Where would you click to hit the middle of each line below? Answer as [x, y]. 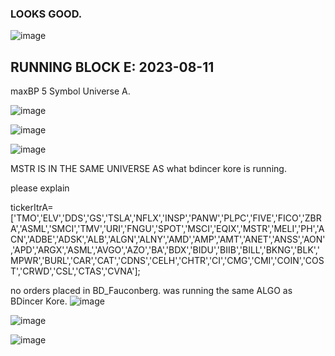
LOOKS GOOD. [46, 14]
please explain [40, 188]
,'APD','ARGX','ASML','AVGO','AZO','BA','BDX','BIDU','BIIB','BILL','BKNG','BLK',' [165, 250]
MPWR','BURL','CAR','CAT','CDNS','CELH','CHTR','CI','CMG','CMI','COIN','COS [167, 261]
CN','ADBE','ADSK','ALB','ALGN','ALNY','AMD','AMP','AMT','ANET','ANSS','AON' [168, 239]
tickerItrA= [32, 208]
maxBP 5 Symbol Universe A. [70, 91]
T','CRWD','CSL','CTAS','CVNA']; [75, 271]
